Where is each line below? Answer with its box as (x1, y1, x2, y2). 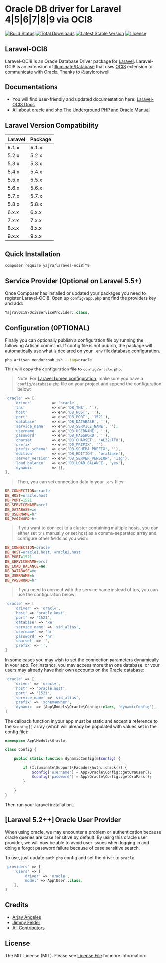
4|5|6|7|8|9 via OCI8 (5, 14, 93, 25)
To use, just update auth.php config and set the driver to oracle (5, 854, 135, 860)
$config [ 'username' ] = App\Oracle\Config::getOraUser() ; (31, 770, 152, 775)
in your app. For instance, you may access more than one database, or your (5, 662, 160, 668)
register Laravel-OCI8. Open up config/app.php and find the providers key (5, 295, 156, 301)
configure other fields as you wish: (17, 535, 88, 542)
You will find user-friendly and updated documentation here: (12, 96, 136, 102)
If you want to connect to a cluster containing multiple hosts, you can (17, 525, 159, 531)
